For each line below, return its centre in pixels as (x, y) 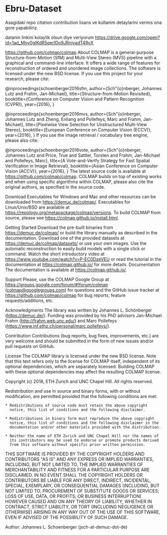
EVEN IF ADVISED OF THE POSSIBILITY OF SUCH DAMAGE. (67, 517)
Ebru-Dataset (34, 9)
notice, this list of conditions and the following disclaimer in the (84, 423)
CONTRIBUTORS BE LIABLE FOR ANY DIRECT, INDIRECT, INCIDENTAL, (78, 480)
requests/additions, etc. (29, 300)
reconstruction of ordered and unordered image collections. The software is (83, 68)
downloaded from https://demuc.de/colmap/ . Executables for (68, 202)
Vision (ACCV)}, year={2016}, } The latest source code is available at (76, 171)
